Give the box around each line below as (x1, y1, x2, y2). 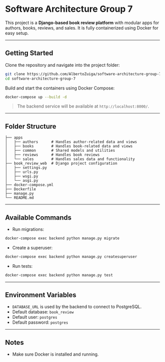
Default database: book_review (12, 309, 74, 315)
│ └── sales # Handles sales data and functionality (5, 157, 135, 162)
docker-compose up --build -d (5, 94, 67, 99)
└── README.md (5, 195, 34, 200)
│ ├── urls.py (5, 169, 38, 175)
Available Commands (5, 213, 72, 222)
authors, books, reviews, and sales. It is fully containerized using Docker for (5, 25, 159, 30)
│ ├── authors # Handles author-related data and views (5, 139, 137, 144)
